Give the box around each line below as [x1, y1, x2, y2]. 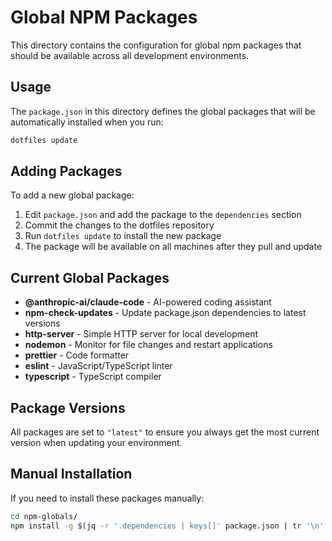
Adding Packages [10, 163, 123, 180]
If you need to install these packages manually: [10, 492, 205, 504]
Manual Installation [10, 466, 133, 483]
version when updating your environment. [10, 437, 183, 449]
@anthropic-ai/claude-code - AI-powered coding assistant [24, 296, 272, 308]
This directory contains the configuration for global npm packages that [10, 39, 302, 51]
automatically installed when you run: [10, 116, 164, 128]
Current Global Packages [10, 269, 170, 286]
